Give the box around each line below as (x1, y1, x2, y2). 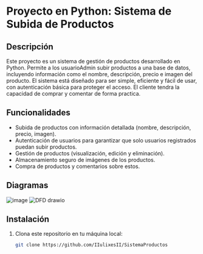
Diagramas (6, 180, 49, 191)
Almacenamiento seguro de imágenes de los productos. (15, 156, 156, 163)
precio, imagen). (15, 130, 57, 138)
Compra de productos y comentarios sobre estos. (15, 163, 140, 170)
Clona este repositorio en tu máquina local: (15, 230, 123, 238)
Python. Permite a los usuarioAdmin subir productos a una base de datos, (6, 64, 191, 71)
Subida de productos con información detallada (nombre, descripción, (15, 124, 191, 131)
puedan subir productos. (15, 143, 77, 150)
